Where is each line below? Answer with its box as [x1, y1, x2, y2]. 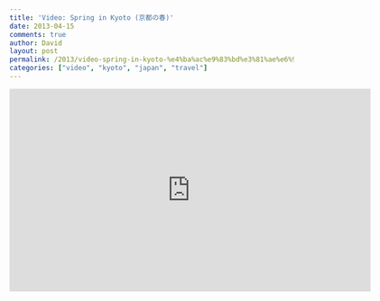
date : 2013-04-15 [9, 22, 75, 31]
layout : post [9, 47, 59, 56]
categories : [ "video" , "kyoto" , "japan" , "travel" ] [9, 64, 208, 73]
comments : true [9, 30, 67, 39]
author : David [9, 38, 63, 48]
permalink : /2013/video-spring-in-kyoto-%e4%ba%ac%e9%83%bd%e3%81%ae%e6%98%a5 [9, 55, 313, 64]
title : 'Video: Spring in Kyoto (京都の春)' [9, 13, 174, 23]
